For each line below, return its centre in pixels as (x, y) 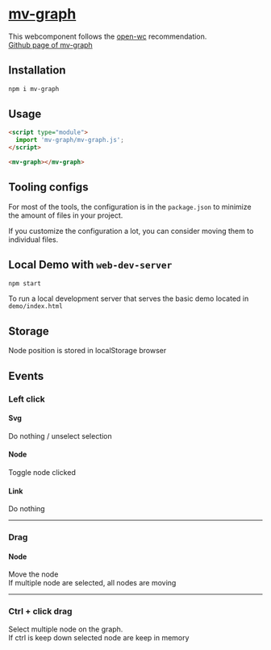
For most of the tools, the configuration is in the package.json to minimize (130, 206)
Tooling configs (48, 187)
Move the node (33, 574)
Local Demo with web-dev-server (90, 265)
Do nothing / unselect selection (60, 435)
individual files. (33, 240)
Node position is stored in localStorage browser (88, 351)
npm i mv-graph (34, 89)
